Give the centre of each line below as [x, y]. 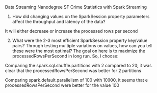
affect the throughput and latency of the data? [59, 22]
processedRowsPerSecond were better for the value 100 [62, 85]
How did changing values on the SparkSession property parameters [81, 16]
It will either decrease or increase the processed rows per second [72, 31]
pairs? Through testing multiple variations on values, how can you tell [82, 46]
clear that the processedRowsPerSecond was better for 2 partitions [73, 71]
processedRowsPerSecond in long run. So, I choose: [65, 56]
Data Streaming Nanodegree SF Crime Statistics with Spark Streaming [76, 7]
